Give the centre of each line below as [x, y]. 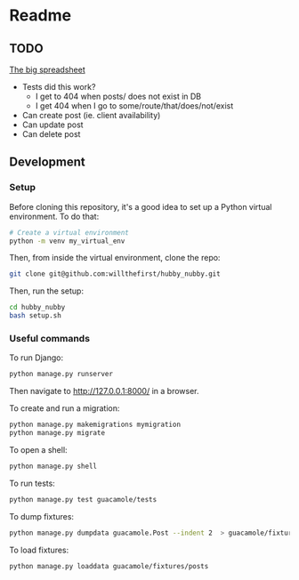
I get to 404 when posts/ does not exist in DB [118, 96]
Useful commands [50, 338]
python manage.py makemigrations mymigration [95, 425]
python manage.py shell [53, 466]
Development [48, 162]
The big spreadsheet [48, 69]
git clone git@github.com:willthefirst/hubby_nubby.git [115, 274]
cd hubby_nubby [37, 308]
